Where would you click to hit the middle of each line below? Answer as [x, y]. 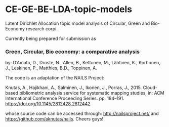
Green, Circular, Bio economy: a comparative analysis [73, 52]
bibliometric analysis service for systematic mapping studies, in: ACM [92, 93]
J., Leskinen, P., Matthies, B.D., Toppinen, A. [51, 68]
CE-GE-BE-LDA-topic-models [69, 9]
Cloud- [150, 88]
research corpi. [42, 28]
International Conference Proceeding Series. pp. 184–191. [65, 98]
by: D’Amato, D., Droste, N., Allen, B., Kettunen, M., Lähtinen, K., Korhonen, [83, 63]
